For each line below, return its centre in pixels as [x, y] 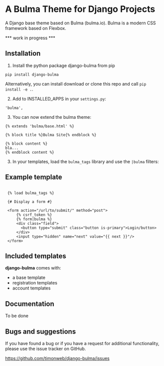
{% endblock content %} [30, 152]
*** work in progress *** [30, 38]
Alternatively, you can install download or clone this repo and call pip [76, 84]
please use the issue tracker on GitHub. [45, 349]
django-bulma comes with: [33, 268]
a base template [29, 277]
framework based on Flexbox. [36, 28]
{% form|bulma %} [34, 219]
